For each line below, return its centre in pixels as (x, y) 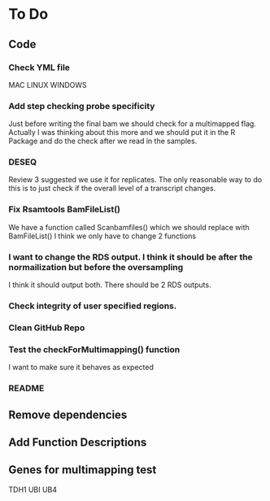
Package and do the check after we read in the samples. (103, 141)
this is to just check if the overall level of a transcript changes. (112, 189)
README (26, 389)
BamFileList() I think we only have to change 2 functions (102, 236)
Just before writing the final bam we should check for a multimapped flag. (132, 124)
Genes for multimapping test (83, 470)
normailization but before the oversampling (96, 267)
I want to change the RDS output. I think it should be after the (131, 257)
